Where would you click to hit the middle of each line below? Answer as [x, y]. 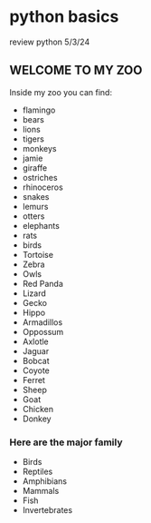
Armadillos [42, 322]
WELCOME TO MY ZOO [76, 70]
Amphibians [45, 481]
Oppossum [43, 331]
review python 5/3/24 [50, 42]
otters [33, 216]
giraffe [35, 168]
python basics [64, 17]
